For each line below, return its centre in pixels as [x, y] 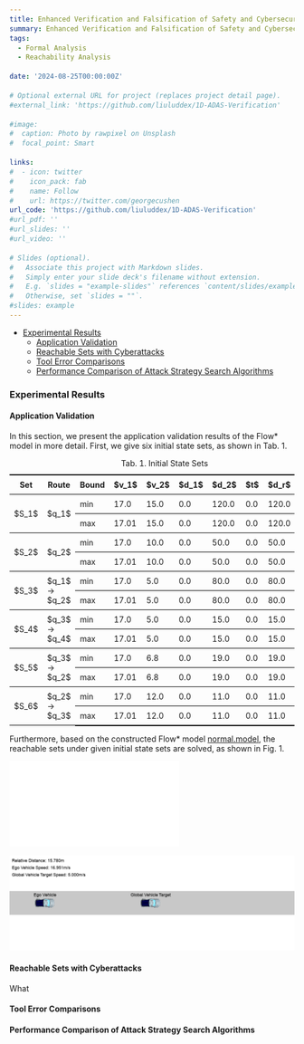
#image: [24, 124]
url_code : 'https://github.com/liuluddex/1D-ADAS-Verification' [133, 210]
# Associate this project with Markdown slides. [107, 267]
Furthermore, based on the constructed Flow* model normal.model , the [142, 739]
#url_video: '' [38, 239]
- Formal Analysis [52, 48]
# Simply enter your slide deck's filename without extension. [135, 277]
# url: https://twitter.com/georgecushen [95, 201]
